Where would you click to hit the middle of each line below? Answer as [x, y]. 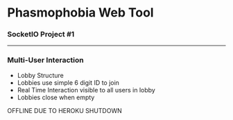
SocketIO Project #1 [41, 34]
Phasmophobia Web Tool [80, 13]
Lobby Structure [40, 75]
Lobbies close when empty [56, 97]
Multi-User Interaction [46, 60]
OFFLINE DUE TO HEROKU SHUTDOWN [65, 110]
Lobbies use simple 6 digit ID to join [68, 82]
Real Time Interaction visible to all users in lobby [86, 90]
